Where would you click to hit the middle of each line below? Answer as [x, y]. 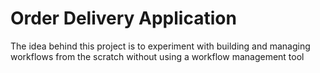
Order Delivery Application [123, 18]
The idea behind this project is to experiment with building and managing [160, 46]
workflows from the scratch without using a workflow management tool [157, 56]
